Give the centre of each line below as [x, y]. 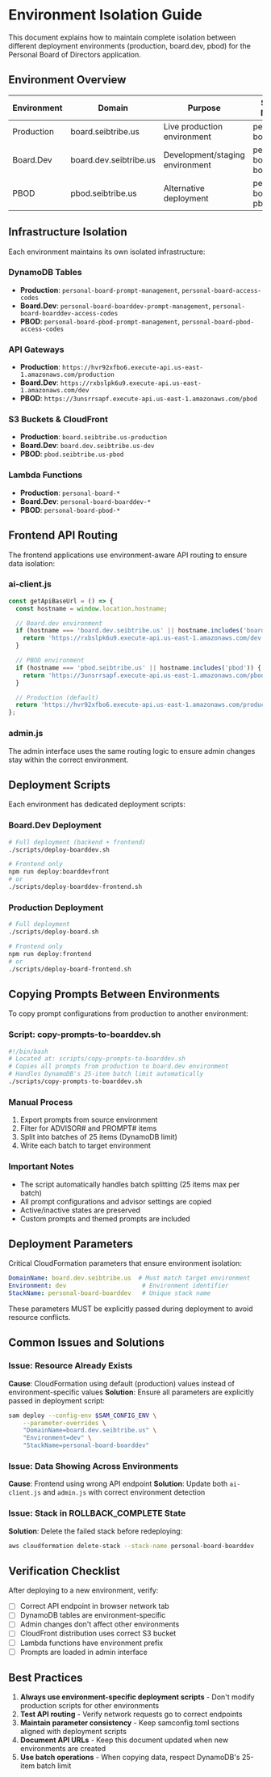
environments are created [63, 1749]
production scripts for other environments [90, 1706]
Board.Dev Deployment [55, 825]
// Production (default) [57, 697]
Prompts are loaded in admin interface [83, 1652]
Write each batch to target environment [85, 1145]
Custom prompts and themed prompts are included [105, 1218]
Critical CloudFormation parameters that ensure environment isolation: [125, 1263]
